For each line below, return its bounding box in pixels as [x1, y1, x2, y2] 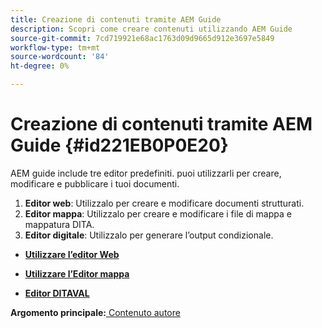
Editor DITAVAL [24, 287, 90, 299]
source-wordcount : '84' [10, 52, 110, 62]
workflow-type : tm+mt [10, 42, 101, 53]
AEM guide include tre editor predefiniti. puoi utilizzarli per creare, [10, 167, 282, 179]
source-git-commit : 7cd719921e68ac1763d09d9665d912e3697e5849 [10, 33, 275, 43]
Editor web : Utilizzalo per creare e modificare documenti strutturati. [24, 197, 305, 209]
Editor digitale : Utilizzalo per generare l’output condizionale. [24, 229, 274, 241]
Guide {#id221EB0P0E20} [10, 134, 229, 157]
